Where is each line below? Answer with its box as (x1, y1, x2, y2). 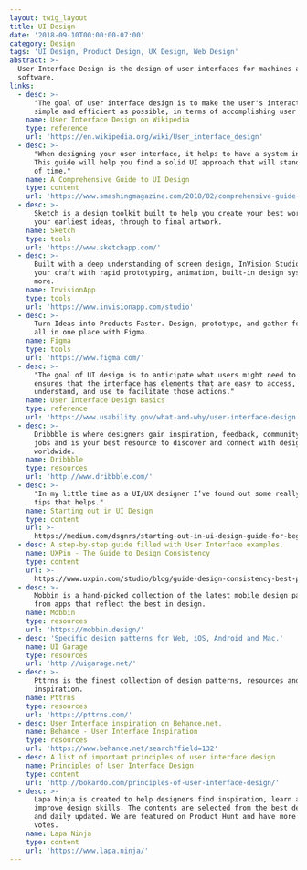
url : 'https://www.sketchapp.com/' (26, 243, 162, 252)
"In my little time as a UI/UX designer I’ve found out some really (33, 489, 301, 498)
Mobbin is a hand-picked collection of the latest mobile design (33, 591, 288, 600)
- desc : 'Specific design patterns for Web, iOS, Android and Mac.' (17, 633, 284, 642)
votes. (33, 821, 59, 830)
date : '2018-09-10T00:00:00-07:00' (9, 30, 145, 39)
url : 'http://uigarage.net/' (26, 659, 137, 668)
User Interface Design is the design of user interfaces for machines (17, 65, 292, 74)
